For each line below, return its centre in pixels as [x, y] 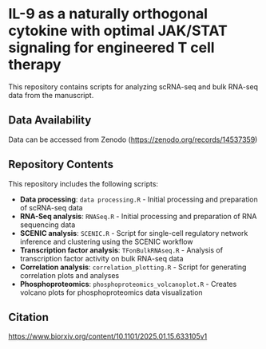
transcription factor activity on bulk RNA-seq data [101, 258]
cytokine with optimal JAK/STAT [118, 31]
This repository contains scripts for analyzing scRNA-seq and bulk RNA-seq [133, 86]
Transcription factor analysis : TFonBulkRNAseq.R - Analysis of [121, 250]
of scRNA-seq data [51, 207]
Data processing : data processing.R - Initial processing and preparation [139, 199]
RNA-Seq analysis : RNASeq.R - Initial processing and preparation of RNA [138, 216]
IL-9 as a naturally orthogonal [108, 14]
